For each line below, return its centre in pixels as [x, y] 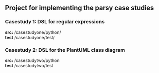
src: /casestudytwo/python [32, 60]
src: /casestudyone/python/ [33, 32]
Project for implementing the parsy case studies [79, 8]
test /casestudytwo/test [29, 65]
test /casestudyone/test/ [30, 37]
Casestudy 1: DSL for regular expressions [55, 22]
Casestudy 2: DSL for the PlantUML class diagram [65, 50]
